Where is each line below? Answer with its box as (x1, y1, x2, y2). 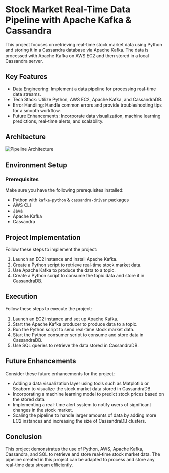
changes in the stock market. (12, 407, 73, 413)
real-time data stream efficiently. (5, 462, 73, 468)
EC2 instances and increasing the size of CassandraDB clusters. (12, 417, 146, 424)
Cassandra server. (5, 58, 43, 64)
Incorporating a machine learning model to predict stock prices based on (12, 391, 164, 397)
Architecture (5, 133, 46, 141)
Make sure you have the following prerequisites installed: (5, 187, 124, 193)
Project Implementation (5, 233, 81, 242)
